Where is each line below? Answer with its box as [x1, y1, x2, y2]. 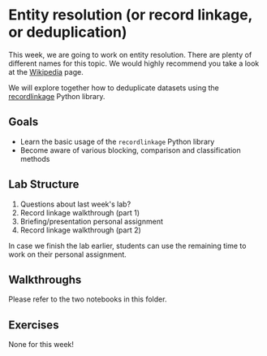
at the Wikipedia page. [8, 67, 84, 76]
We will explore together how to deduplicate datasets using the [8, 83, 219, 93]
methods [19, 154, 50, 163]
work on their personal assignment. [8, 250, 127, 259]
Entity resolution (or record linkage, [8, 6, 253, 24]
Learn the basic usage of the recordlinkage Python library [19, 137, 215, 146]
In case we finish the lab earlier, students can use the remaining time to [8, 241, 247, 250]
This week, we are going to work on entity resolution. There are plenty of [8, 50, 252, 59]
